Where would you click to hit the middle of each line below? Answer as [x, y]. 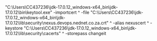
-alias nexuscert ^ [131, 23]
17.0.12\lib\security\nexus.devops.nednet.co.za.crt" [57, 23]
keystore [14, 28]
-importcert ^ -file [72, 12]
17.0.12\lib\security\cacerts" [33, 33]
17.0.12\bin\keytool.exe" [29, 12]
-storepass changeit [85, 33]
